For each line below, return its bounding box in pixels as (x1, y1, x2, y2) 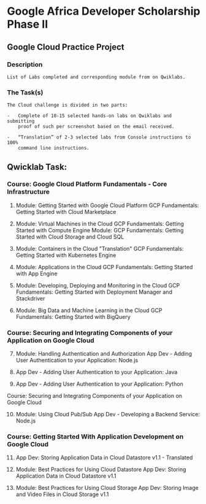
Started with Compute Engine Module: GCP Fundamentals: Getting (15, 226, 184, 234)
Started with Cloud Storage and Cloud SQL (15, 233, 124, 240)
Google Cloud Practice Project (7, 42, 124, 52)
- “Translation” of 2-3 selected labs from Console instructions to (7, 134, 191, 140)
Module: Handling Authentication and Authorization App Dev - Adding (15, 350, 193, 357)
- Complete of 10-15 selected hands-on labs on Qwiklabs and (7, 113, 172, 119)
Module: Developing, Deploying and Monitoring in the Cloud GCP (15, 281, 180, 289)
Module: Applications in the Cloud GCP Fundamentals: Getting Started (15, 263, 193, 270)
